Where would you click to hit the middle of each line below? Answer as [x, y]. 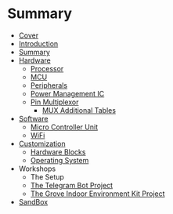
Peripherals [49, 85]
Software [33, 118]
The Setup [47, 176]
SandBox [33, 201]
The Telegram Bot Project [72, 185]
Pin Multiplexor [54, 102]
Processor [47, 68]
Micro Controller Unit [64, 127]
